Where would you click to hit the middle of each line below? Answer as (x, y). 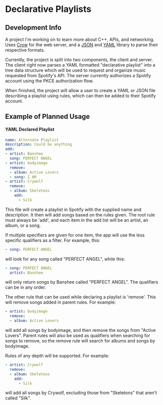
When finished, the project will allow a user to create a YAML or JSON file (80, 90)
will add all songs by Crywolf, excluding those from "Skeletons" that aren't (81, 393)
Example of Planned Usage (48, 117)
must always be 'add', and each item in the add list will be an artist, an (77, 220)
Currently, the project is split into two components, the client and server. (79, 60)
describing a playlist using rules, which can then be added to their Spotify (81, 96)
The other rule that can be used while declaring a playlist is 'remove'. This (81, 297)
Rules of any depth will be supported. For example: (57, 356)
